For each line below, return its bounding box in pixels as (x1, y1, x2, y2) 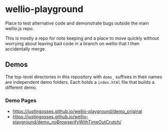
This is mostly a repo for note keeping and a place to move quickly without (5, 35, 159, 41)
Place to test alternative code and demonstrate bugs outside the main (5, 20, 149, 26)
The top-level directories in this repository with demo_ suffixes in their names (5, 74, 162, 80)
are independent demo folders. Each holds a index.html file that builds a (5, 79, 154, 85)
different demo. (5, 84, 37, 90)
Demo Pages (5, 97, 37, 104)
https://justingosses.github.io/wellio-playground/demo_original (12, 108, 142, 114)
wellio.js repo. (5, 25, 34, 31)
